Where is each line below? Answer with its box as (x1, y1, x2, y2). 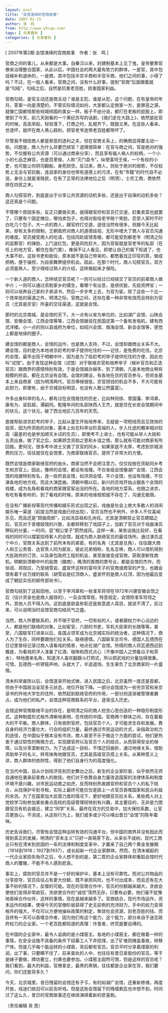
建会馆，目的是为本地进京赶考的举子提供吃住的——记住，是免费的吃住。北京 (5, 347, 163, 353)
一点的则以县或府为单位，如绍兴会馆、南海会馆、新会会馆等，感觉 (26, 324, 163, 330)
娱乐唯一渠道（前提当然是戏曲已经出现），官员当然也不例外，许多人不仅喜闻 (5, 508, 161, 514)
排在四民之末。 (5, 181, 36, 188)
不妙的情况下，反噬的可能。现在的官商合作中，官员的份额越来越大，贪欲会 (9, 883, 163, 889)
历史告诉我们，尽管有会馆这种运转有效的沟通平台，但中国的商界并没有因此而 (5, 828, 163, 834)
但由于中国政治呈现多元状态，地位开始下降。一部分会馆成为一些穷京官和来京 (5, 684, 163, 690)
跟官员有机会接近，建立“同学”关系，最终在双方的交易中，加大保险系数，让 (5, 805, 158, 811)
